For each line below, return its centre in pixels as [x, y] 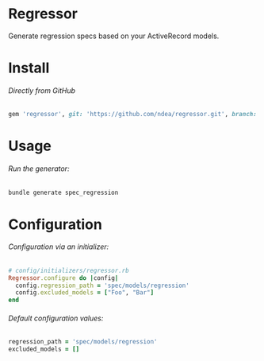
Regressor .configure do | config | [63, 278]
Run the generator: [39, 169]
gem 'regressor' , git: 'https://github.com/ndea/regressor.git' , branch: [133, 115]
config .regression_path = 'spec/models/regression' [103, 285]
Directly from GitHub [42, 90]
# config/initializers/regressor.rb [69, 270]
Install [29, 68]
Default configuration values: [56, 318]
